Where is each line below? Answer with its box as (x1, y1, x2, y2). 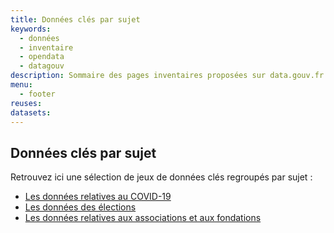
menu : (10, 80, 33, 90)
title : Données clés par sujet (10, 14, 141, 25)
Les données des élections (24, 201, 137, 213)
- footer (19, 89, 56, 99)
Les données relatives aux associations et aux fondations (24, 212, 262, 224)
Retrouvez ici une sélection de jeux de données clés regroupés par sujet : (10, 171, 313, 183)
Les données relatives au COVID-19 (24, 191, 172, 203)
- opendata (19, 52, 65, 62)
